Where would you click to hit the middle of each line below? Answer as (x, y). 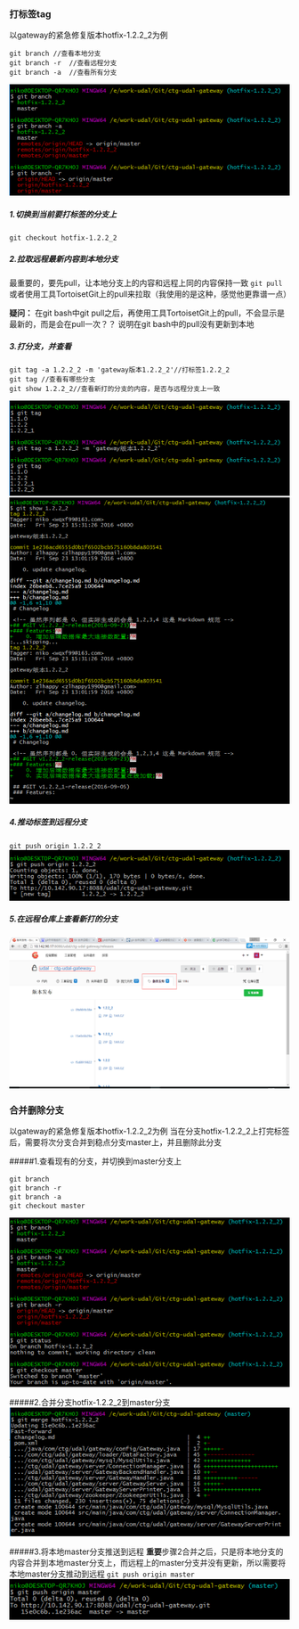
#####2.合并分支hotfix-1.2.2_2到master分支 (90, 1403)
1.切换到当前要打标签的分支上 (63, 214)
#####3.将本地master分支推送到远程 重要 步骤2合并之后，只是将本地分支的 (146, 1551)
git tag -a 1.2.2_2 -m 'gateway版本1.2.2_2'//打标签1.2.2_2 (119, 370)
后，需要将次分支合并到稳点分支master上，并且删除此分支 (116, 1142)
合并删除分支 (37, 1109)
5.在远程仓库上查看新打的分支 (64, 919)
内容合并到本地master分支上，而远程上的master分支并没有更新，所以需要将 (148, 1563)
